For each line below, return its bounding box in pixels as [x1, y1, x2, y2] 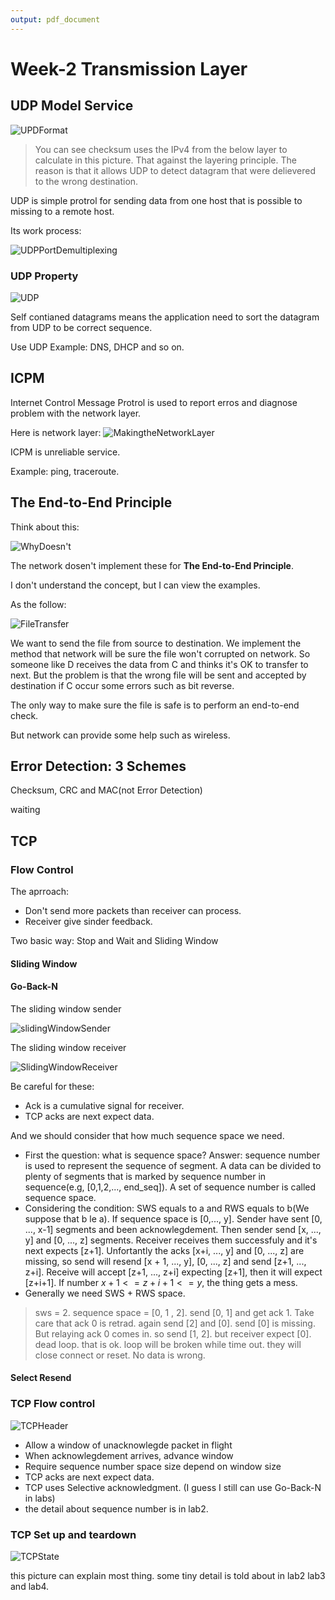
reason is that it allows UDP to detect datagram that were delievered [34, 164, 316, 176]
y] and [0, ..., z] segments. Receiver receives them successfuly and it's [24, 1234, 318, 1246]
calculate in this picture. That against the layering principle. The [34, 154, 297, 166]
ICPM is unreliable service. [10, 446, 121, 458]
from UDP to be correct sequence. [10, 321, 153, 333]
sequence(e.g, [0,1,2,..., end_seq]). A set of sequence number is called [24, 1181, 317, 1193]
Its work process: [10, 224, 82, 236]
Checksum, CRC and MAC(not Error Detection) [10, 784, 203, 796]
